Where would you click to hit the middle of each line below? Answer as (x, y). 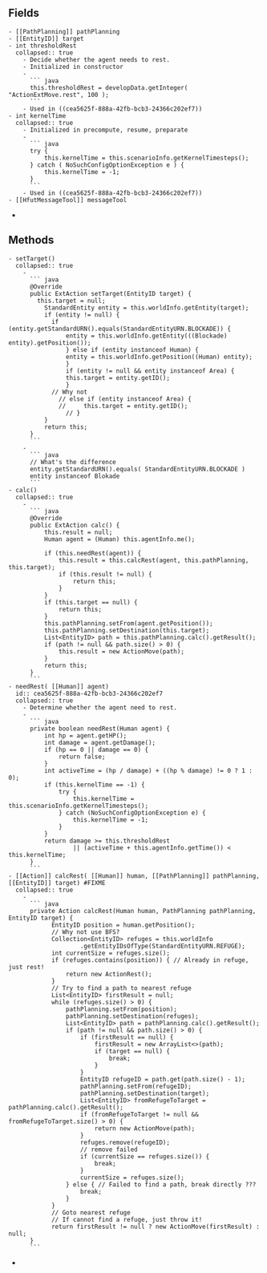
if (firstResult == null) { (127, 1037)
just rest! (26, 967)
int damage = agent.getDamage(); (100, 742)
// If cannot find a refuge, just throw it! (127, 1219)
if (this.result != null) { (105, 574)
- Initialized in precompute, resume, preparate (105, 130)
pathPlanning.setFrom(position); (121, 1009)
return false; (82, 757)
